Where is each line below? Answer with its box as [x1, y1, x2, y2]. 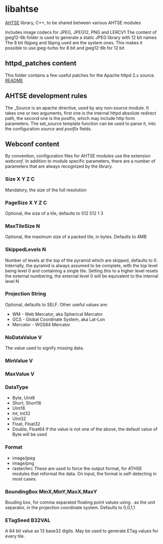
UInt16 [12, 405, 25, 411]
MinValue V [5, 358, 33, 364]
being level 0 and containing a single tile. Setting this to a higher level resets [5, 268, 158, 273]
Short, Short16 [12, 400, 42, 406]
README [5, 77, 23, 83]
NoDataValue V [5, 333, 42, 340]
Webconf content [5, 140, 60, 148]
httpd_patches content [5, 59, 77, 67]
